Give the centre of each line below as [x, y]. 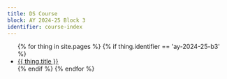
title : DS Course [32, 14]
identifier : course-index [45, 27]
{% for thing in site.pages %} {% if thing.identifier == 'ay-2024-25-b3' [118, 47]
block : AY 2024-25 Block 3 [46, 20]
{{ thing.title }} [38, 62]
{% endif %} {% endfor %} [56, 69]
